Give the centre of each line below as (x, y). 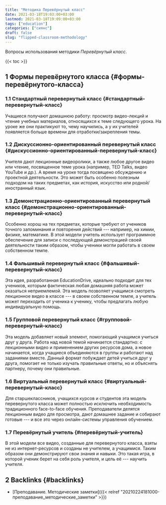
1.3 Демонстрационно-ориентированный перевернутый (78, 201)
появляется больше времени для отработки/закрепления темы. (73, 132)
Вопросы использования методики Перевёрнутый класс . (66, 51)
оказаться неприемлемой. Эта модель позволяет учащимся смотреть (80, 291)
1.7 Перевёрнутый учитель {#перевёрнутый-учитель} (74, 432)
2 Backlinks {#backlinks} (45, 480)
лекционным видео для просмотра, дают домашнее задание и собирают (83, 414)
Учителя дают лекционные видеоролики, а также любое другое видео (80, 162)
